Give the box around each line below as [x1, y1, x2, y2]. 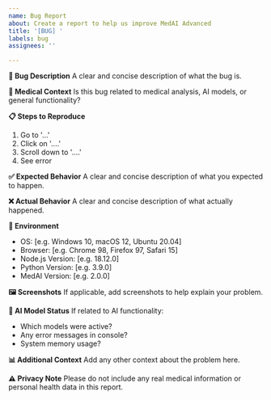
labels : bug [8, 34, 49, 43]
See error [19, 156, 53, 166]
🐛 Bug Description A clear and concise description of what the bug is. [8, 71, 243, 81]
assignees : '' [8, 42, 57, 50]
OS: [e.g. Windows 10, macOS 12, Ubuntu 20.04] [19, 237, 182, 246]
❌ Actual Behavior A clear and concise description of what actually [8, 196, 233, 206]
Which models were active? [19, 322, 112, 331]
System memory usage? [19, 339, 101, 348]
